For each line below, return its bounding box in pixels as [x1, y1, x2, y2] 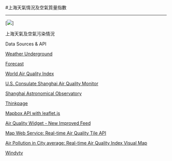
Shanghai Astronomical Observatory [5, 90, 82, 96]
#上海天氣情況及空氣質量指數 [5, 5, 67, 10]
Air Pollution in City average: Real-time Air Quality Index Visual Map [5, 140, 147, 146]
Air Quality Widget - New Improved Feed [5, 120, 91, 126]
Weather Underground [5, 51, 53, 57]
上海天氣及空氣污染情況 [5, 31, 55, 37]
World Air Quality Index [5, 71, 54, 77]
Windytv [5, 150, 23, 156]
